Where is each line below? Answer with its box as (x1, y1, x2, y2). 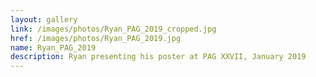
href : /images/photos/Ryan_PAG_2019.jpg (10, 33, 182, 43)
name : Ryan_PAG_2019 (10, 42, 97, 53)
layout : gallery (10, 14, 78, 25)
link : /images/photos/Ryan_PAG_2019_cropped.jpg (10, 24, 217, 34)
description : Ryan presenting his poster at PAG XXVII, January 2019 (10, 52, 307, 62)
